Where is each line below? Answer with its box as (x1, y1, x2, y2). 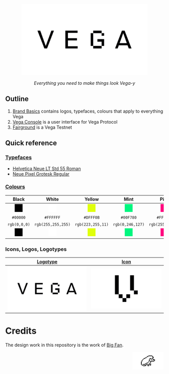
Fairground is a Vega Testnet (12, 124, 72, 130)
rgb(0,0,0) (7, 222, 30, 227)
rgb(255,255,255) (34, 222, 71, 227)
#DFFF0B (83, 215, 100, 220)
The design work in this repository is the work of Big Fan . (5, 342, 124, 348)
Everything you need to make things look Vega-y (34, 80, 135, 86)
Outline (5, 95, 29, 103)
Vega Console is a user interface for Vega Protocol (12, 119, 118, 125)
